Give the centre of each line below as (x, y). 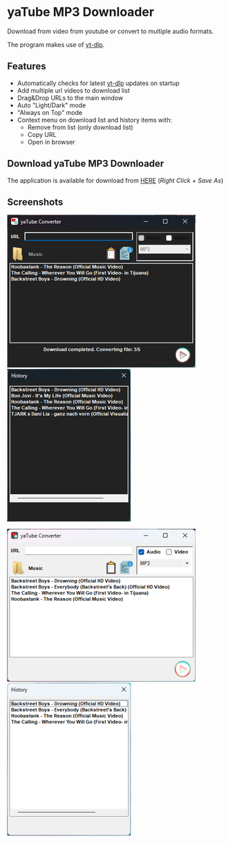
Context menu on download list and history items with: (95, 120)
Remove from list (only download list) (80, 127)
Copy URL (42, 134)
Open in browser (51, 142)
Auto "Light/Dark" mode (51, 105)
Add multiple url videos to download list (73, 90)
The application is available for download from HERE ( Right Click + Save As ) (115, 180)
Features (27, 66)
